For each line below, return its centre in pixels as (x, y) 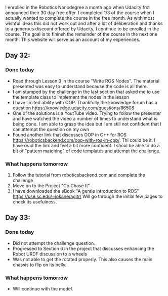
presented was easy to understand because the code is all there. (80, 86)
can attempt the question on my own (51, 129)
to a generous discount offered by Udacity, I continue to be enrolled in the (82, 29)
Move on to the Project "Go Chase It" (51, 185)
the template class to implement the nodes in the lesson (71, 97)
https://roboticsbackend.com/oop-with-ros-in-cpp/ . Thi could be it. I (84, 140)
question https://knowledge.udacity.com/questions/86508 (73, 108)
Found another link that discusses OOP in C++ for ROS (70, 135)
